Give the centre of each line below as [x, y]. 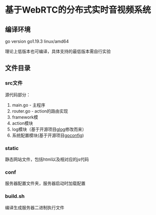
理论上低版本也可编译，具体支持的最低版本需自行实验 [58, 51]
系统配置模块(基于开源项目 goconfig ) [48, 135]
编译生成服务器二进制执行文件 [35, 207]
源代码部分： [18, 95]
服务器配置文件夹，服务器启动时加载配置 [45, 183]
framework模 [25, 117]
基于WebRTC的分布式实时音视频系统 [78, 10]
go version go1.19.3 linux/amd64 [37, 41]
